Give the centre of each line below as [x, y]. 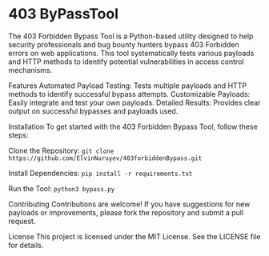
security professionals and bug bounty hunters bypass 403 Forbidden [124, 44]
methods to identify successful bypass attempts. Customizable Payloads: [129, 94]
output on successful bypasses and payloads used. [93, 111]
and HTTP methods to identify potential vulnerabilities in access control [126, 62]
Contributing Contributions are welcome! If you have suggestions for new [129, 204]
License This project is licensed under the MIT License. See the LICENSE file [134, 236]
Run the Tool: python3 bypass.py [62, 188]
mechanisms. [30, 70]
